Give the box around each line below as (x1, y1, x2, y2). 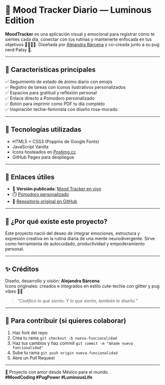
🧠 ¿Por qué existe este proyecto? (5, 217, 108, 225)
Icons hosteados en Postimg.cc (12, 149, 76, 155)
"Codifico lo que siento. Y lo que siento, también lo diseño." (17, 298, 138, 303)
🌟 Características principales (5, 66, 96, 74)
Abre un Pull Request (12, 355, 55, 360)
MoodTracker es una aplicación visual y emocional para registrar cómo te (5, 31, 155, 37)
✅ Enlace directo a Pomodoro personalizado (5, 95, 95, 101)
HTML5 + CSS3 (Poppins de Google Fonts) (12, 138, 99, 144)
